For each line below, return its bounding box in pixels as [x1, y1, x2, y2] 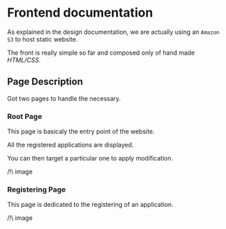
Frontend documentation [7, 5, 153, 21]
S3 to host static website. [7, 35, 78, 43]
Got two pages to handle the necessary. [7, 94, 121, 102]
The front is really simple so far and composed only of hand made [7, 48, 195, 57]
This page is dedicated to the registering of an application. [7, 201, 174, 209]
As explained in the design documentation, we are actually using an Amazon [7, 28, 220, 36]
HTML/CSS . [7, 55, 41, 64]
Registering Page [7, 185, 66, 194]
